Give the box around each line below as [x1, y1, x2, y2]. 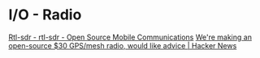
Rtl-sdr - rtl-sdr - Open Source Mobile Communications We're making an [8, 32, 252, 42]
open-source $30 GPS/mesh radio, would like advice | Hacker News [8, 40, 237, 50]
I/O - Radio [8, 6, 82, 24]
